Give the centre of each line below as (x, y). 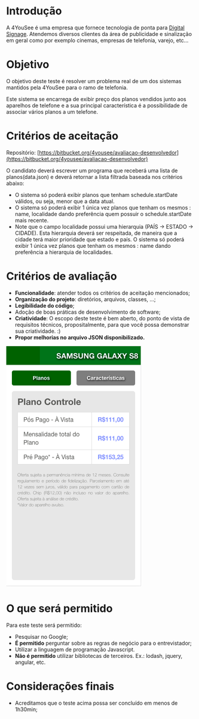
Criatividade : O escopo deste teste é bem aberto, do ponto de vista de (102, 318)
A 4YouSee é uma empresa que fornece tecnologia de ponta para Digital (96, 28)
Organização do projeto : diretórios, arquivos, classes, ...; (85, 299)
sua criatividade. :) (38, 331)
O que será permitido (59, 608)
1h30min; (26, 709)
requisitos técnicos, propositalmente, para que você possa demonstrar (102, 324)
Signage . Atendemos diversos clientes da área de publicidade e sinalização (99, 34)
